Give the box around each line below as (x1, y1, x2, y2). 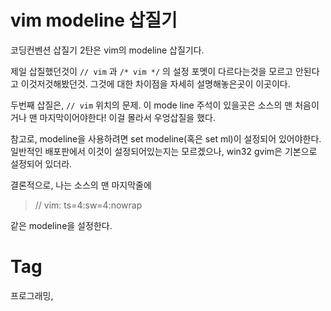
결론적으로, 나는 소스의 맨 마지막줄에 (10, 179, 152, 191)
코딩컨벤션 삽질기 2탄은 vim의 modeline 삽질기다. (10, 44, 205, 56)
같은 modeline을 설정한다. (10, 219, 113, 231)
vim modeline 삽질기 (10, 9, 178, 32)
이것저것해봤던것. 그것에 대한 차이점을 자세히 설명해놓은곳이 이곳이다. (20, 77, 291, 90)
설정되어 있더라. (10, 157, 73, 170)
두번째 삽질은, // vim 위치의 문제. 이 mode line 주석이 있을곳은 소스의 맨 (10, 99, 293, 111)
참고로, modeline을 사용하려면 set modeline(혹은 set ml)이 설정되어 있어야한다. (10, 132, 322, 145)
